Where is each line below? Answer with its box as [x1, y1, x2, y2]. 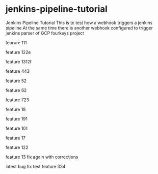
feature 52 [5, 78, 26, 84]
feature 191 [5, 116, 27, 121]
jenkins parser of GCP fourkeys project [5, 30, 84, 36]
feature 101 [5, 125, 28, 131]
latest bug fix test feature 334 [5, 163, 66, 169]
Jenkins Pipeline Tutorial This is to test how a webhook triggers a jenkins [5, 20, 153, 26]
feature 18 [5, 106, 26, 112]
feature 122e [5, 49, 31, 55]
